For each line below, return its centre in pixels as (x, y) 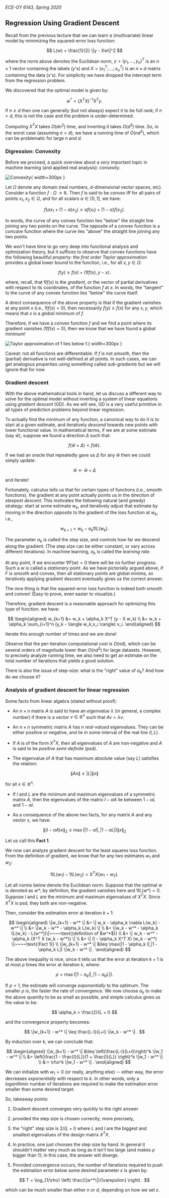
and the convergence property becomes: (48, 1022)
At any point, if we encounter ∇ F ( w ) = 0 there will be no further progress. (81, 562)
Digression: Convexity (33, 151)
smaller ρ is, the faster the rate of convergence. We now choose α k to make (84, 991)
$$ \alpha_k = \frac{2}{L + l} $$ (84, 1012)
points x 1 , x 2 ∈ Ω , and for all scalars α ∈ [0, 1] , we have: (63, 199)
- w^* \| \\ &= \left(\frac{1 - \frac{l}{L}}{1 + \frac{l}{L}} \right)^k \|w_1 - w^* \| (84, 1057)
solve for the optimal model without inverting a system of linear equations (81, 399)
